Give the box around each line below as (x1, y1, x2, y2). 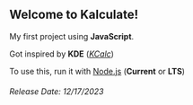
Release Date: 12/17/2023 (9, 86, 104, 97)
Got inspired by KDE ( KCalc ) (9, 48, 115, 59)
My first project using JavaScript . (9, 31, 135, 41)
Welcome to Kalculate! (9, 7, 139, 22)
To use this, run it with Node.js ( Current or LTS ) (9, 66, 186, 76)
